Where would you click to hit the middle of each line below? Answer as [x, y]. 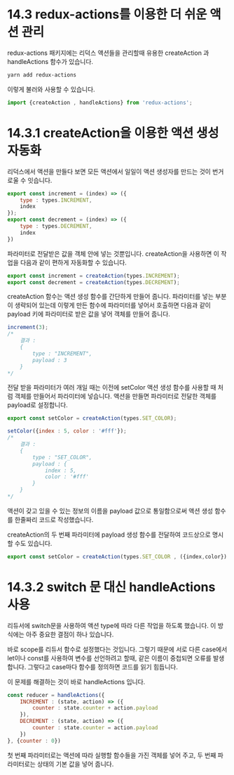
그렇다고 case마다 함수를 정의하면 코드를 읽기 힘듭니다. [103, 667]
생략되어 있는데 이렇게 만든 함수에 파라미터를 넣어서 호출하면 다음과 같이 [113, 305]
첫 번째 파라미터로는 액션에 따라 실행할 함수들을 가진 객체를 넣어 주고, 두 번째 [112, 755]
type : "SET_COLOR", [62, 457]
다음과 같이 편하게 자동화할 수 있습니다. [74, 262]
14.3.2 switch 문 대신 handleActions [111, 587]
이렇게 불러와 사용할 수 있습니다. [51, 89]
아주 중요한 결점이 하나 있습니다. [70, 634]
